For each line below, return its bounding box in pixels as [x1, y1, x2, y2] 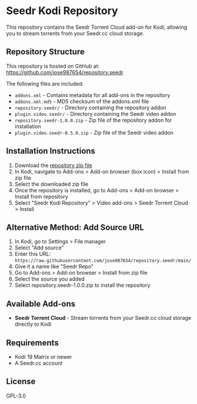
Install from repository [14, 193, 69, 200]
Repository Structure [6, 47, 85, 57]
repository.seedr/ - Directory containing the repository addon [14, 104, 166, 111]
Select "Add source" [14, 244, 64, 251]
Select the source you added [14, 275, 85, 283]
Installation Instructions [6, 146, 96, 156]
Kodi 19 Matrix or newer [14, 353, 72, 360]
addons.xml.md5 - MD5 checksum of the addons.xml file [14, 98, 149, 105]
